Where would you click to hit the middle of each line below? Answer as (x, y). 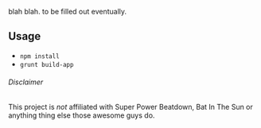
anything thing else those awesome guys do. (82, 115)
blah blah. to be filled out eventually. (68, 12)
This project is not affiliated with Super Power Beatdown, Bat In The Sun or (130, 107)
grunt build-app (47, 64)
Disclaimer (26, 82)
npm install (39, 56)
